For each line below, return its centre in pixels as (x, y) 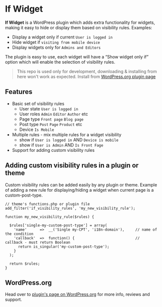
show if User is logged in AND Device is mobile (69, 140)
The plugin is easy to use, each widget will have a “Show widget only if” (77, 56)
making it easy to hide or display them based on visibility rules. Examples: (79, 27)
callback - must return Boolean (38, 242)
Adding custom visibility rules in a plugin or (72, 166)
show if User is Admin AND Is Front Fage (61, 145)
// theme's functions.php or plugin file (48, 204)
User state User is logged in (49, 108)
